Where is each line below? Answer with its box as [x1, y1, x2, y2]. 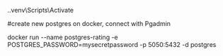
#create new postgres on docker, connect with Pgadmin [7, 20, 171, 27]
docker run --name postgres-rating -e [7, 33, 118, 41]
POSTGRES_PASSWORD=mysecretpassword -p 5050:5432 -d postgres [7, 41, 217, 48]
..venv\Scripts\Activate [7, 6, 74, 14]
